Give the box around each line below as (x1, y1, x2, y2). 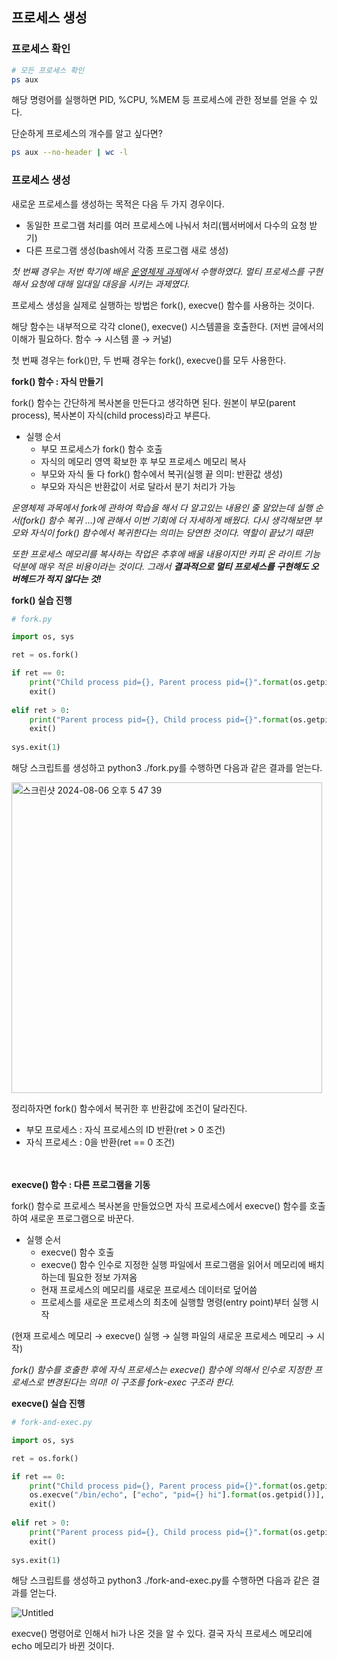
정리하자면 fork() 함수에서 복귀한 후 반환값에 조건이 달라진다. (11, 1103, 248, 1115)
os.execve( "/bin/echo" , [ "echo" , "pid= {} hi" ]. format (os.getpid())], (29, 1490, 326, 1500)
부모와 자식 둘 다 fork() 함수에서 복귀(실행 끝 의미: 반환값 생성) (40, 468, 284, 480)
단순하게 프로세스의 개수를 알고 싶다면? (11, 128, 163, 140)
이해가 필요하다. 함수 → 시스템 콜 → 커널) (11, 333, 173, 345)
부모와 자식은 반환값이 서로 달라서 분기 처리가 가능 (40, 480, 236, 492)
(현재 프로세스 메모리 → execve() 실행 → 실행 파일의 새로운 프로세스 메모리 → (11, 1330, 315, 1342)
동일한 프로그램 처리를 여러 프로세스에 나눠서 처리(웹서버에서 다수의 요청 (25, 219, 308, 231)
